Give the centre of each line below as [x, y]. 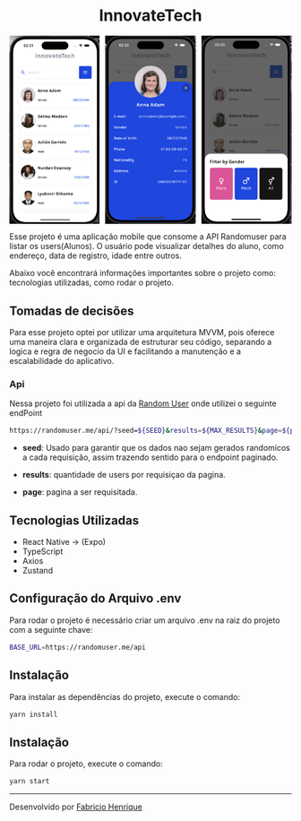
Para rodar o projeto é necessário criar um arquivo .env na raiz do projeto [145, 620]
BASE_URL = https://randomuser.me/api [77, 647]
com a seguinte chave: [51, 629]
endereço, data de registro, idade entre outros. [95, 255]
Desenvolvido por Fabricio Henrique [76, 807]
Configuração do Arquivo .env [95, 598]
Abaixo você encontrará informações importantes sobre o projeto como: [142, 273]
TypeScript [43, 551]
